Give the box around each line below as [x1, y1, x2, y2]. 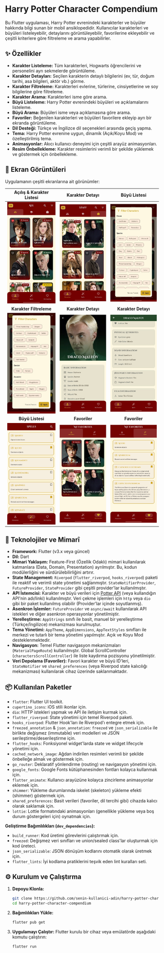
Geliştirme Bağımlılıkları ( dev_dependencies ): [5, 823, 95, 829]
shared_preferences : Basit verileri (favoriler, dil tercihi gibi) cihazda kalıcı [12, 797, 158, 803]
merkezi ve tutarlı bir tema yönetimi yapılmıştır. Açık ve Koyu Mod [12, 632, 143, 637]
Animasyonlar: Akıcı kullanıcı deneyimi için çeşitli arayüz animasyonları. [12, 141, 157, 147]
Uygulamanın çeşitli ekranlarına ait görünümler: [5, 178, 100, 185]
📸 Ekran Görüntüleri [5, 165, 66, 174]
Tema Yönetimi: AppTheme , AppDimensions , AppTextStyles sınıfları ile [12, 627, 146, 633]
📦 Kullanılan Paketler [5, 683, 72, 691]
